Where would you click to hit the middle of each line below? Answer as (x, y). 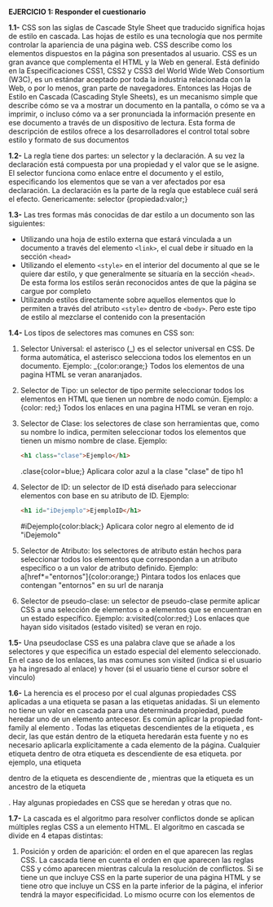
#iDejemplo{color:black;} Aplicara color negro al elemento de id (127, 526)
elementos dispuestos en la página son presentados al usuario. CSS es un (133, 53)
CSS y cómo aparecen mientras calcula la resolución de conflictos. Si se (141, 868)
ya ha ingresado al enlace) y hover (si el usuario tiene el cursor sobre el (128, 668)
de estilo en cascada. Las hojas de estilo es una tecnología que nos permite (136, 36)
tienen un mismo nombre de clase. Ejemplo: (94, 440)
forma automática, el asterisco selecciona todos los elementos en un (136, 357)
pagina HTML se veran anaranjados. (81, 375)
